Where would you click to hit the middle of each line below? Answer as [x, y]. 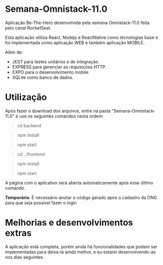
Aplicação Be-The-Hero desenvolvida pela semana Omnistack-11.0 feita [77, 23]
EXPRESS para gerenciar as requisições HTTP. [59, 67]
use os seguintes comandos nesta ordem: [61, 116]
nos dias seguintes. [25, 257]
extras [18, 233]
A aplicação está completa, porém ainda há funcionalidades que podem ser [81, 246]
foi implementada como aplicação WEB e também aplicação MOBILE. [75, 42]
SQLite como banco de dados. [43, 77]
